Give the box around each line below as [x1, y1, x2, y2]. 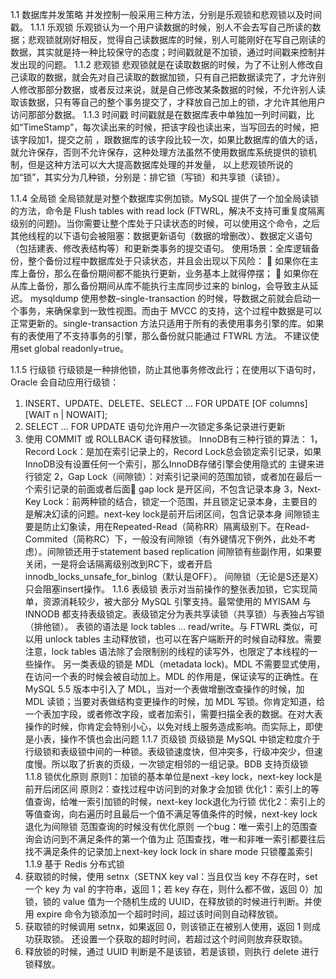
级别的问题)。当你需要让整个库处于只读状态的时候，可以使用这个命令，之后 [10, 218, 321, 229]
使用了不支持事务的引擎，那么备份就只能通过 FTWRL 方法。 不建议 [36, 330, 311, 342]
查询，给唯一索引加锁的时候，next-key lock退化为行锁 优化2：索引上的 [33, 796, 326, 807]
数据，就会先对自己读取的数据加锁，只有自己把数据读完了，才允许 [44, 71, 317, 83]
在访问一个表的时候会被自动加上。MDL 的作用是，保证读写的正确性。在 [24, 671, 319, 682]
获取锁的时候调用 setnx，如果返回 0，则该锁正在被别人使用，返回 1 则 [24, 921, 313, 932]
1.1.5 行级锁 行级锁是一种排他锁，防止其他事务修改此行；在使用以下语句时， [10, 364, 322, 375]
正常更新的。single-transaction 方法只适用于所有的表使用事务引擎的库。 [10, 318, 307, 329]
